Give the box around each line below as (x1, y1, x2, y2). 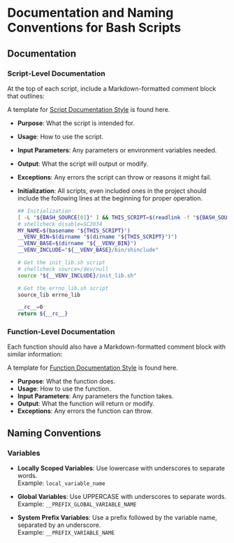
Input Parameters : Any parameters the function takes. (17, 392, 174, 400)
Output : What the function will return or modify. (17, 400, 155, 408)
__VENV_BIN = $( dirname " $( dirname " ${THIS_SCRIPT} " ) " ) (17, 233, 178, 240)
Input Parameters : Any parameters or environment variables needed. (17, 145, 217, 154)
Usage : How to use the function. (17, 384, 112, 393)
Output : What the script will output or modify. (17, 159, 149, 168)
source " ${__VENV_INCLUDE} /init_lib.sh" (17, 272, 137, 279)
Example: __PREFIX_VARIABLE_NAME (17, 528, 115, 537)
